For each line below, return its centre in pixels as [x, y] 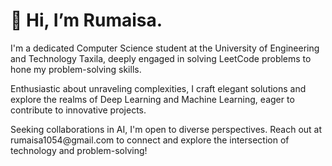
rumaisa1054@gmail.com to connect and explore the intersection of [150, 140]
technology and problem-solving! [79, 150]
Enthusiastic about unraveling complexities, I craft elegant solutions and [158, 88]
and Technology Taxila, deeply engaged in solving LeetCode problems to [161, 58]
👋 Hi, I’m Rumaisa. [86, 20]
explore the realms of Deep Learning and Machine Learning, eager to [152, 99]
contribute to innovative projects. [78, 110]
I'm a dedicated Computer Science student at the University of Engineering [165, 48]
